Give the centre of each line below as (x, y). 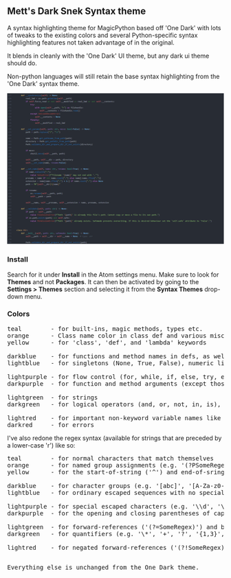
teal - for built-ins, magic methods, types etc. (105, 328)
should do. (22, 63)
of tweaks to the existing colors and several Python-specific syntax (102, 35)
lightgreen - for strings (53, 397)
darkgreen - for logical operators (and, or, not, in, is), (114, 404)
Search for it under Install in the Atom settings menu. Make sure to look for (113, 275)
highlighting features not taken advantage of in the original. (91, 42)
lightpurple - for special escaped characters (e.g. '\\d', (111, 506)
